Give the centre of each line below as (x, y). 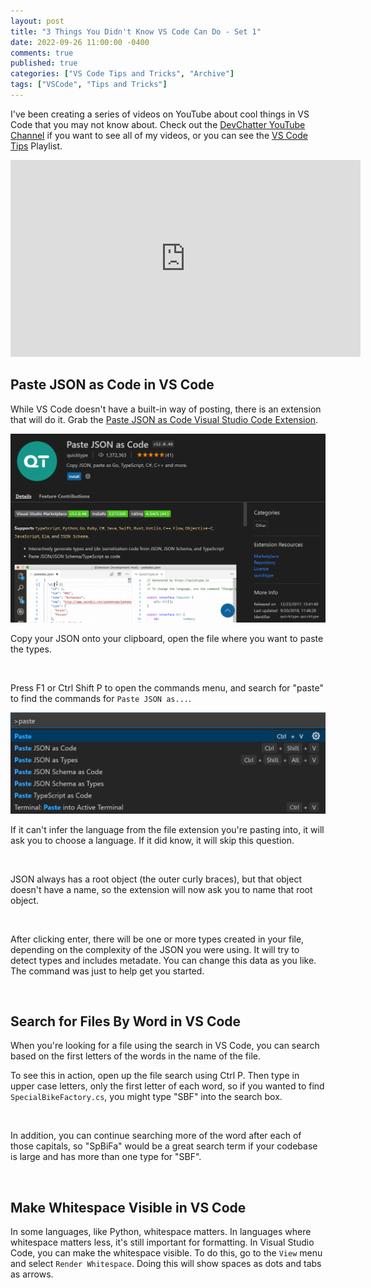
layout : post (37, 21)
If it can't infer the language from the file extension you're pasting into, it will (167, 829)
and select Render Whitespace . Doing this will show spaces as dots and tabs (166, 1264)
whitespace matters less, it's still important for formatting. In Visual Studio (162, 1242)
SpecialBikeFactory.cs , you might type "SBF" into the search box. (146, 1097)
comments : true (42, 53)
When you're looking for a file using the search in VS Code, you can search (165, 1046)
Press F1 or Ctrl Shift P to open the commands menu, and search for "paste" (167, 688)
